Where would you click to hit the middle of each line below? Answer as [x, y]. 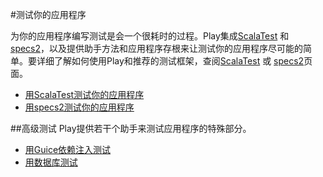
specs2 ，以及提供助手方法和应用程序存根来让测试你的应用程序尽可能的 [157, 48]
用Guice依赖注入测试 [68, 149]
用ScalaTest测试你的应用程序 [84, 94]
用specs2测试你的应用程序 [79, 107]
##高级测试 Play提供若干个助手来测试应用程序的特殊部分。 [131, 128]
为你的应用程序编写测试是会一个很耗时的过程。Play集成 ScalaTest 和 [150, 36]
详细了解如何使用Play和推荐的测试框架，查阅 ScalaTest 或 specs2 [170, 61]
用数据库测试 [51, 162]
